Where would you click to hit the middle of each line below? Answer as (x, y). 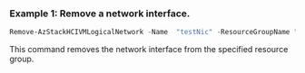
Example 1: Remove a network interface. (100, 14)
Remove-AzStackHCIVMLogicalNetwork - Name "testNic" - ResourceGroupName (150, 32)
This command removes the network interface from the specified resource (149, 50)
